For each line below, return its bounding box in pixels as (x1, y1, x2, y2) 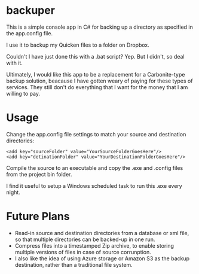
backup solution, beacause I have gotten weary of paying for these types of (6, 77, 193, 84)
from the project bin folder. (6, 171, 72, 178)
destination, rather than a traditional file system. (14, 261, 133, 268)
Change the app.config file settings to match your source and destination (6, 130, 186, 138)
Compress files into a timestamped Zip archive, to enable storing (14, 242, 174, 249)
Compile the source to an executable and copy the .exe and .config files (6, 164, 183, 171)
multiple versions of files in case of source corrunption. (14, 248, 151, 255)
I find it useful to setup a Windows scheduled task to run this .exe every (6, 182, 182, 189)
